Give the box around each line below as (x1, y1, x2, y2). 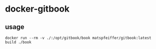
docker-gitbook (5, 3, 70, 15)
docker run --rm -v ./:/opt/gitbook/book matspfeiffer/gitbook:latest (5, 35, 152, 40)
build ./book (5, 40, 32, 45)
